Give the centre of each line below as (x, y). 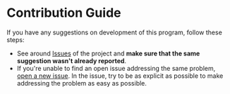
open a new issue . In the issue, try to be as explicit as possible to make (120, 76)
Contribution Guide (64, 13)
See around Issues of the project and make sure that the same (108, 53)
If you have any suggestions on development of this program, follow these (115, 32)
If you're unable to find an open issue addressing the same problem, (116, 68)
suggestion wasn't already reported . (72, 60)
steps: (16, 39)
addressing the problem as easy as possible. (82, 83)
